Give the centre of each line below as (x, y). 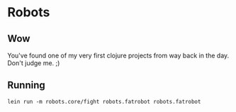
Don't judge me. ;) (34, 63)
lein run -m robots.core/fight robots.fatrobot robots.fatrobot (104, 101)
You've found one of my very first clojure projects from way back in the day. (118, 55)
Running (27, 85)
